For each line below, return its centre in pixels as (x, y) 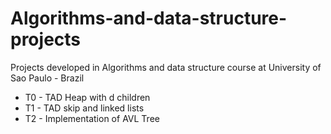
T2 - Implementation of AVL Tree (92, 118)
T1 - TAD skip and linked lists (84, 108)
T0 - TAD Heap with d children (87, 97)
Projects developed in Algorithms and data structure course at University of (166, 67)
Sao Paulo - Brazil (47, 78)
